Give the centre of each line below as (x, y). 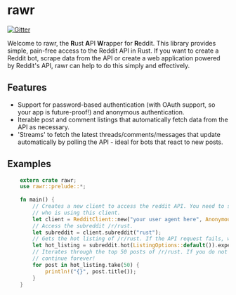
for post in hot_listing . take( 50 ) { (86, 265)
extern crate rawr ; (48, 180)
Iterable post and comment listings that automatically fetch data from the (123, 119)
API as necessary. (44, 127)
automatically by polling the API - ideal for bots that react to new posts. (120, 142)
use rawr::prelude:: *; (53, 187)
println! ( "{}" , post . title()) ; (91, 271)
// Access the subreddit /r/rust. (83, 226)
